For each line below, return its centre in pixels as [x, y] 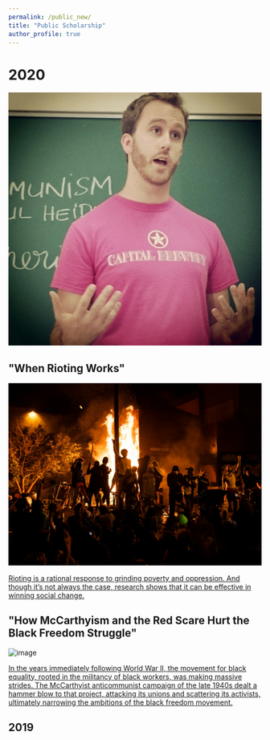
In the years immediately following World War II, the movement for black [127, 668]
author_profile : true [45, 34]
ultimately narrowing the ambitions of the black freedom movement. [121, 702]
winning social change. [47, 595]
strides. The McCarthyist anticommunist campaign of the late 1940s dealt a [133, 685]
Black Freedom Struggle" [73, 634]
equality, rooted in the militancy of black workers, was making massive [125, 677]
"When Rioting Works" [67, 368]
